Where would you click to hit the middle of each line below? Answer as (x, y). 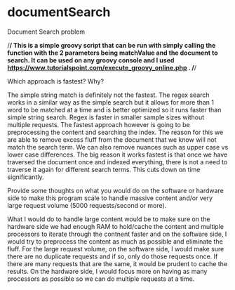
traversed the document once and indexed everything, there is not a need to (117, 162)
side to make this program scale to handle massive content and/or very (110, 198)
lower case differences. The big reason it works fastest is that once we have (117, 154)
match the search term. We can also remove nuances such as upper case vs (118, 147)
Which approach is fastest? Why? (55, 81)
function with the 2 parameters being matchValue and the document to (113, 53)
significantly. (26, 177)
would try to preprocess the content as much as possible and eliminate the (115, 241)
